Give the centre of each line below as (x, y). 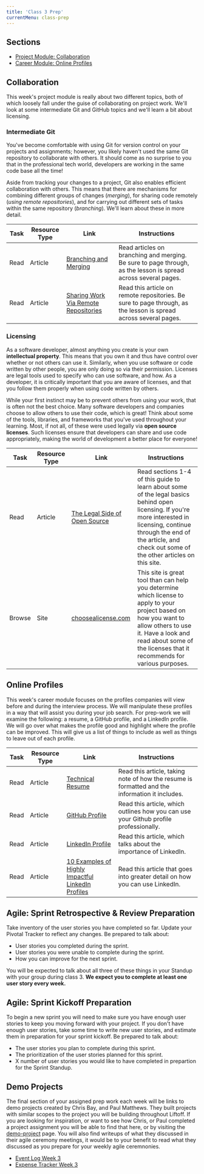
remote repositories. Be (151, 295)
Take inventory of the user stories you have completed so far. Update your (99, 928)
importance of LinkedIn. (152, 851)
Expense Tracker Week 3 (46, 1164)
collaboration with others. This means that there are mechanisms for (92, 189)
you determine (158, 587)
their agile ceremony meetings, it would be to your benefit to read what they (101, 1140)
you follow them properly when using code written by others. (83, 388)
